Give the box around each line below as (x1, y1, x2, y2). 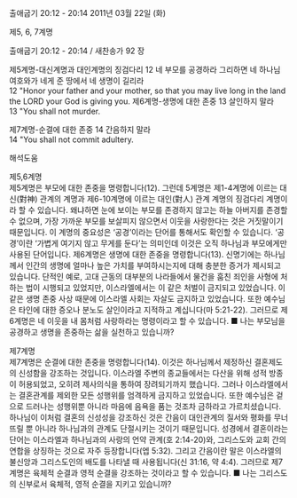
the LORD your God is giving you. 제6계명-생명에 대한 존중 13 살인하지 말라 (9, 96, 275, 107)
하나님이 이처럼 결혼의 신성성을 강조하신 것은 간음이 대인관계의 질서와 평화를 (9, 412, 272, 423)
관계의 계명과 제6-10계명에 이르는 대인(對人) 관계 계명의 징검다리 (39, 194, 264, 204)
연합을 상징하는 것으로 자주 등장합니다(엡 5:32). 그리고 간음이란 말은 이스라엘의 (9, 446, 282, 455)
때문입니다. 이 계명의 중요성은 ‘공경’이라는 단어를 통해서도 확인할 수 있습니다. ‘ (9, 227, 277, 237)
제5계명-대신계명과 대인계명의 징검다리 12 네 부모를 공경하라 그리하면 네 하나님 (9, 65, 281, 75)
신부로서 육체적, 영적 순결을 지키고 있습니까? (18, 478, 172, 489)
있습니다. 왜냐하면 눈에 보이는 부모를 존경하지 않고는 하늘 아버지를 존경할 (36, 205, 288, 215)
